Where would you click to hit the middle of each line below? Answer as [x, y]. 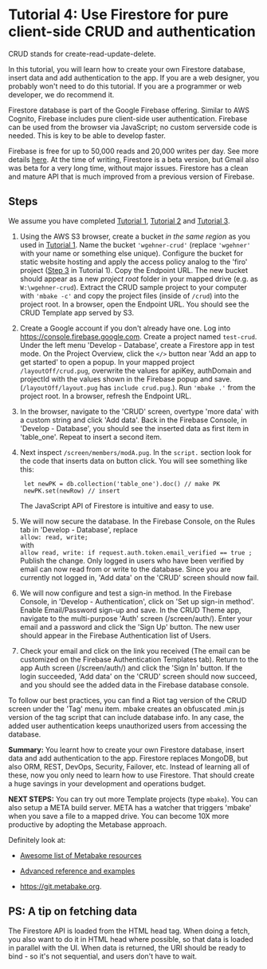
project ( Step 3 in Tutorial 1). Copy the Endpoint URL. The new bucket [134, 270]
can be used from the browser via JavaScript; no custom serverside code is [133, 127]
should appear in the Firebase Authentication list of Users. [115, 635]
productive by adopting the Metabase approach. [88, 825]
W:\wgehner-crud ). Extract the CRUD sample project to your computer [133, 287]
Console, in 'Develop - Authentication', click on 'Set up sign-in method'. [137, 601]
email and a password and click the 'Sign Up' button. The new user [130, 627]
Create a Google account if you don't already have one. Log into [125, 328]
